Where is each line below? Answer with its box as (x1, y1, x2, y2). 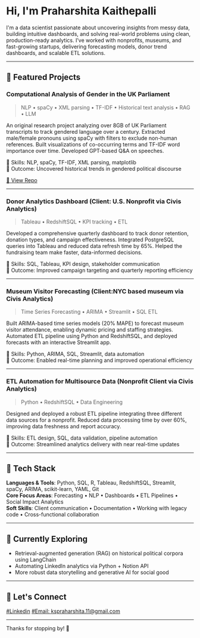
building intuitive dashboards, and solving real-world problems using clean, (6, 30, 191, 37)
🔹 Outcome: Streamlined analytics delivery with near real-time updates (6, 440, 180, 447)
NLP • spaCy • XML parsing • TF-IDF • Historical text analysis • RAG (20, 103, 190, 111)
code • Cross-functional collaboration (6, 511, 99, 518)
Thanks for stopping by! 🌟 (6, 624, 70, 631)
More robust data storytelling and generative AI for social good (14, 569, 170, 576)
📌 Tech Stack (6, 463, 56, 473)
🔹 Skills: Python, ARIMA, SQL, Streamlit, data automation (6, 351, 145, 358)
